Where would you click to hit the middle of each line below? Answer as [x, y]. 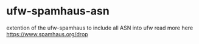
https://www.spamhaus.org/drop [47, 34]
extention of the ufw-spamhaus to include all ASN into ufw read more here [100, 28]
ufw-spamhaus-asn [58, 11]
